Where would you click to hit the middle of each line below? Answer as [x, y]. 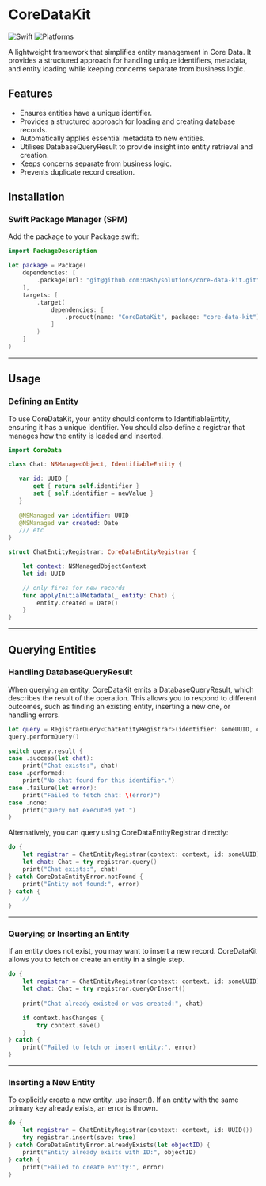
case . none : [28, 803]
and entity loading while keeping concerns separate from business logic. [127, 68]
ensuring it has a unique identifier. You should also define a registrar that [127, 427]
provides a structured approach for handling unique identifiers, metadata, [128, 60]
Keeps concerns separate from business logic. [95, 163]
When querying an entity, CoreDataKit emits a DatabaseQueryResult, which [131, 689]
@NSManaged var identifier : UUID [74, 516]
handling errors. [34, 715]
